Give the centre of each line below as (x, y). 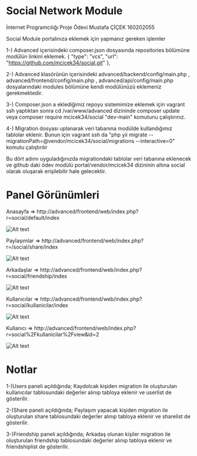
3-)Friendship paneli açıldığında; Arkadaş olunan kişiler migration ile (88, 434)
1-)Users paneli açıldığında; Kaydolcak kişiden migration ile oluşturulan (92, 386)
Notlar (22, 370)
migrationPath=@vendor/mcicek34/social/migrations (70, 141)
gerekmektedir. (24, 93)
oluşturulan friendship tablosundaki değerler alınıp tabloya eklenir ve (89, 440)
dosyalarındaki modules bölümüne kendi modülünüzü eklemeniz (84, 86)
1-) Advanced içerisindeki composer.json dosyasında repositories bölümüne (98, 50)
